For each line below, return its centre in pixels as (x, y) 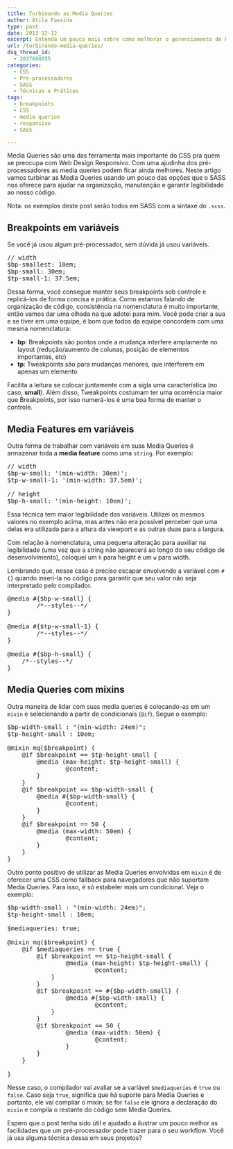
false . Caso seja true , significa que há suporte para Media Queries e (106, 1095)
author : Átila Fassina (40, 20)
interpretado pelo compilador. (50, 585)
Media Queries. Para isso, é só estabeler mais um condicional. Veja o (106, 887)
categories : (24, 65)
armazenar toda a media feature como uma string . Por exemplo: (100, 453)
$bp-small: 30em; (36, 272)
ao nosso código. (32, 192)
